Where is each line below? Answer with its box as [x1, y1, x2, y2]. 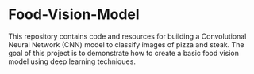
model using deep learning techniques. [8, 57, 137, 66]
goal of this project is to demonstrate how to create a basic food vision [8, 48, 240, 57]
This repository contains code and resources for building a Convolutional [8, 31, 247, 41]
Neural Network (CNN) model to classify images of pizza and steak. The [8, 39, 244, 49]
